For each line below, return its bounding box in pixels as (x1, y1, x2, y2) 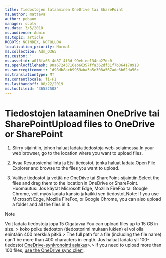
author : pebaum (5, 16, 37, 21)
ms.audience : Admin (5, 30, 46, 35)
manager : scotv (5, 21, 37, 26)
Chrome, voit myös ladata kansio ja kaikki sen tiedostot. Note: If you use (12, 191, 159, 197)
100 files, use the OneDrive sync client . (5, 247, 85, 253)
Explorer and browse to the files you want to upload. (12, 165, 120, 171)
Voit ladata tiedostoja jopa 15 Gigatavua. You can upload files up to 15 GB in (5, 221, 158, 227)
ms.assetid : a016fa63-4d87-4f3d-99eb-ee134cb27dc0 (5, 58, 112, 63)
